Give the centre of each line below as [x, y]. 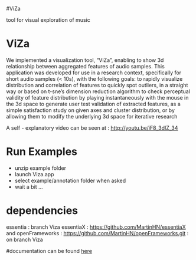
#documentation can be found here [49, 251]
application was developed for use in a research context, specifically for [94, 73]
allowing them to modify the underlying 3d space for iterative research [92, 116]
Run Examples [42, 152]
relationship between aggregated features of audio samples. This [86, 66]
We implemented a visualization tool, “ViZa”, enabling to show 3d [85, 60]
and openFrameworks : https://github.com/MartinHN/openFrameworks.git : [97, 233]
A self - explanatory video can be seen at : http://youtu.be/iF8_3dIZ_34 [92, 128]
